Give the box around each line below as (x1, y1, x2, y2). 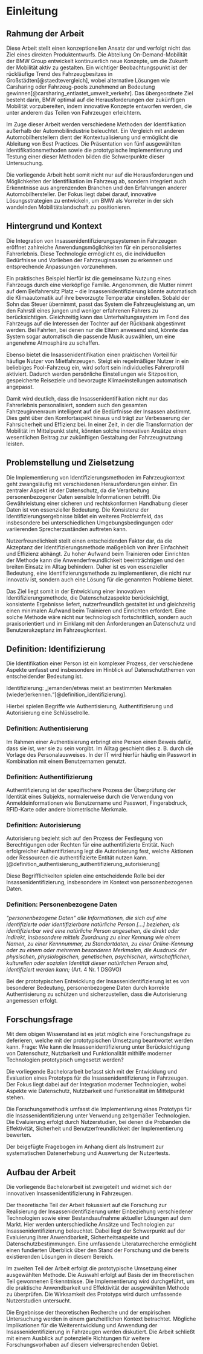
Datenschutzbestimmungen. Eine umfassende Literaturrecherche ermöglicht (6, 1240, 197, 1248)
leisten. (6, 440, 25, 447)
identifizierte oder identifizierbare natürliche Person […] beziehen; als (6, 921, 180, 928)
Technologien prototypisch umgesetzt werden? (6, 1056, 124, 1063)
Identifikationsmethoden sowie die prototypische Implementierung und (6, 147, 182, 154)
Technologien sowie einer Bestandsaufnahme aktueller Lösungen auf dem (6, 1214, 192, 1222)
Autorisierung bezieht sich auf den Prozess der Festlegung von (6, 834, 163, 842)
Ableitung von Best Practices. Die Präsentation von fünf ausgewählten (6, 140, 181, 147)
